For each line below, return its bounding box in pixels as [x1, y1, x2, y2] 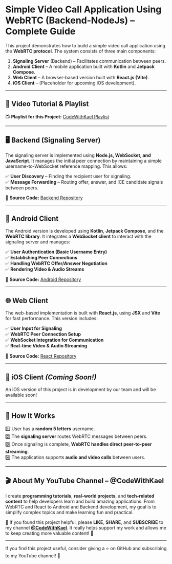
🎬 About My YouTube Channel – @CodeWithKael [5, 477, 164, 485]
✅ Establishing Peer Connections [5, 255, 78, 261]
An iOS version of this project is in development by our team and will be [5, 386, 156, 392]
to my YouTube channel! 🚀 [5, 552, 60, 559]
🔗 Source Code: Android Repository [5, 276, 81, 283]
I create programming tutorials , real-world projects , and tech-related [5, 492, 155, 499]
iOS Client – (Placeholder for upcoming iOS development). [12, 80, 136, 86]
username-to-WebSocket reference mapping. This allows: [5, 163, 128, 169]
